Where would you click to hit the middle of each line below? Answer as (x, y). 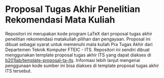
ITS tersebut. (18, 70)
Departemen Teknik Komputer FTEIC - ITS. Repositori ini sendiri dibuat (78, 49)
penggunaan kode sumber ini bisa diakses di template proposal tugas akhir (82, 65)
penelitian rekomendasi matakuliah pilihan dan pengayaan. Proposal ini (78, 39)
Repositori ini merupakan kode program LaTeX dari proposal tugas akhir (79, 33)
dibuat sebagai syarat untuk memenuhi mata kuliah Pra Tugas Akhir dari (79, 44)
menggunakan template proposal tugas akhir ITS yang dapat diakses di (78, 55)
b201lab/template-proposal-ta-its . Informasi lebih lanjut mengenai (73, 60)
